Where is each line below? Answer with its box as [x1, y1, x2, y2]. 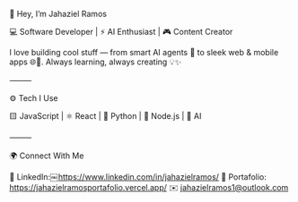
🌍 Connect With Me [9, 150, 84, 161]
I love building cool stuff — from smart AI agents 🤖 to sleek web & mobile [9, 47, 279, 57]
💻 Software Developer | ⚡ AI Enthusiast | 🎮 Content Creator [9, 27, 233, 37]
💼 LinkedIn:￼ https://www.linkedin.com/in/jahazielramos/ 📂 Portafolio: [9, 172, 267, 182]
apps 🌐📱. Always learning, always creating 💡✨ [9, 56, 182, 67]
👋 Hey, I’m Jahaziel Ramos [9, 9, 108, 19]
